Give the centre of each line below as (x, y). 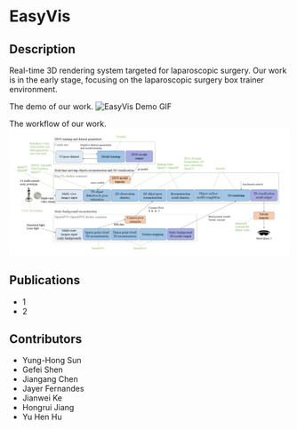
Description (42, 49)
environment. (33, 89)
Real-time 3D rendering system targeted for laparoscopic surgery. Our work (148, 70)
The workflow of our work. (58, 123)
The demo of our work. (51, 107)
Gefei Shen (43, 369)
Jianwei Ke (42, 398)
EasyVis (40, 16)
